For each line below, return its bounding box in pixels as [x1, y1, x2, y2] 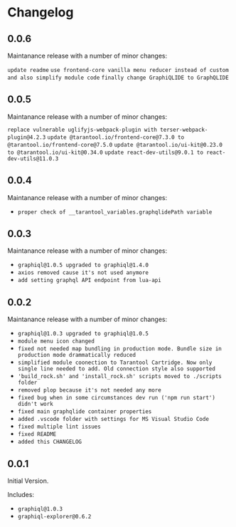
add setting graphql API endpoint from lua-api [17, 277, 161, 284]
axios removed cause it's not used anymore [17, 269, 149, 276]
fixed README [17, 431, 57, 438]
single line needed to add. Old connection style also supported [17, 365, 215, 372]
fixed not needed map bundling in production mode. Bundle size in [17, 345, 222, 353]
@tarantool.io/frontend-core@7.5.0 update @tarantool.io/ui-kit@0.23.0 [7, 141, 222, 148]
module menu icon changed [17, 338, 95, 345]
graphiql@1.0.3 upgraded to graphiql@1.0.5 [17, 330, 149, 338]
